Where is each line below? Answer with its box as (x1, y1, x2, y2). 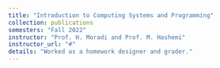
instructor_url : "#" (8, 41, 77, 48)
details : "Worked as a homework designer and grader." (8, 48, 193, 55)
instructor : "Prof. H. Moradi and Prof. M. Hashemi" (8, 33, 186, 41)
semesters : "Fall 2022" (8, 26, 87, 34)
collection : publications (8, 19, 93, 27)
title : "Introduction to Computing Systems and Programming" (8, 11, 214, 20)
